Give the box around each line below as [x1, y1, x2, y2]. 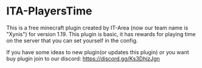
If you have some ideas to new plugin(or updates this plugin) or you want [6, 48, 190, 55]
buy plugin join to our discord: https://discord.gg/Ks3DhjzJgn [6, 55, 160, 62]
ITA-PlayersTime [6, 4, 92, 18]
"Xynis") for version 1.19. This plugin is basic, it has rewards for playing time [6, 30, 196, 37]
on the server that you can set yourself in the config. [6, 37, 138, 44]
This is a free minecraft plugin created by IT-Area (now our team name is [6, 24, 189, 31]
